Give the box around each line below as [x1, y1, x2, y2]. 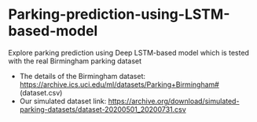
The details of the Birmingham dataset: [19, 71, 146, 81]
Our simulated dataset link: [19, 96, 107, 106]
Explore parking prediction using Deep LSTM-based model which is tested [8, 48, 250, 57]
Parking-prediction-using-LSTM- [8, 5, 230, 23]
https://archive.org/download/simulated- [108, 96, 240, 106]
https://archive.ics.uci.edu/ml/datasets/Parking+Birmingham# [19, 80, 220, 89]
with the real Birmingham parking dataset [8, 56, 142, 66]
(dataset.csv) [19, 88, 63, 97]
